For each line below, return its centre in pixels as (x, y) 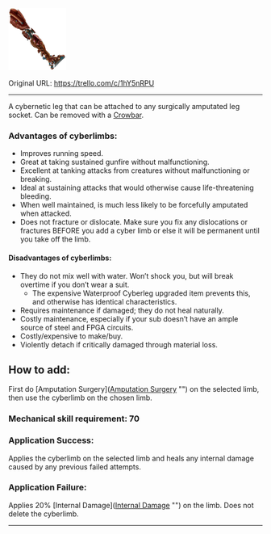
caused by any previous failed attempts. (75, 467)
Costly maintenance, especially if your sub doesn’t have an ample (129, 318)
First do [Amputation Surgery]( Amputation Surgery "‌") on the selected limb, (134, 389)
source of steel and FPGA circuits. (77, 327)
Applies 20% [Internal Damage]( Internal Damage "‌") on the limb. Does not (131, 505)
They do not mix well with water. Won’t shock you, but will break (127, 275)
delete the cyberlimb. (44, 514)
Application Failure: (48, 487)
